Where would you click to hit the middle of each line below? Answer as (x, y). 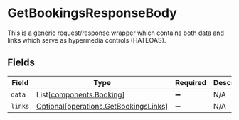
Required (191, 82)
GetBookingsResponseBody (92, 13)
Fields (21, 63)
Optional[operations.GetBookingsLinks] (102, 106)
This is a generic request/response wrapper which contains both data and (116, 33)
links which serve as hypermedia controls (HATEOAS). (87, 40)
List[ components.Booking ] (80, 94)
